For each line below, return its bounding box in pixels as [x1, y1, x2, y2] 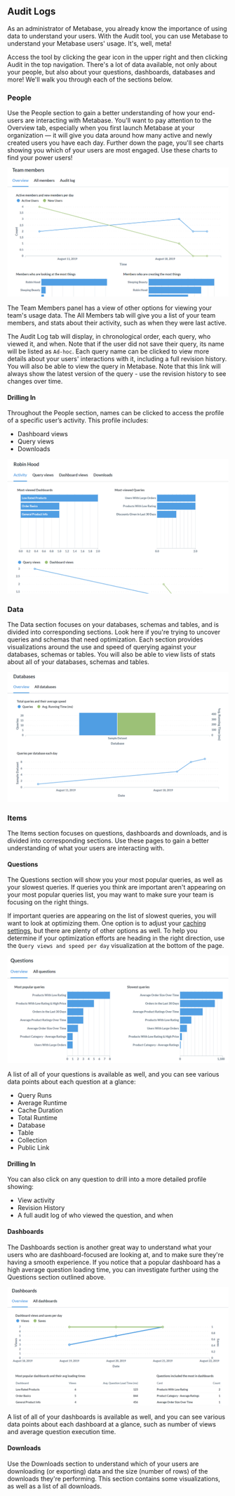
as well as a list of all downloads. [7, 1482, 102, 1490]
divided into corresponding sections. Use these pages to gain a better [7, 836, 209, 845]
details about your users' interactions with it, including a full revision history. [7, 355, 227, 363]
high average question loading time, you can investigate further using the [7, 1265, 219, 1274]
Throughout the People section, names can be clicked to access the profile [7, 409, 224, 417]
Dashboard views [17, 430, 68, 438]
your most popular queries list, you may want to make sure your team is [7, 890, 214, 899]
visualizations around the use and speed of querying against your [7, 643, 197, 651]
